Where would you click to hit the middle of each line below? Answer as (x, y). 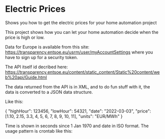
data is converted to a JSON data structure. (49, 92)
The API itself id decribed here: (36, 67)
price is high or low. (25, 37)
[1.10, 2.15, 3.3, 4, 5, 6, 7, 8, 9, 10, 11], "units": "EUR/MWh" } (64, 116)
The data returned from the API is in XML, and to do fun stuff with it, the (78, 86)
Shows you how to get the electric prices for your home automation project (81, 23)
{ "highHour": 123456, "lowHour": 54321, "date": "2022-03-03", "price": (78, 111)
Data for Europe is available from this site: (47, 47)
